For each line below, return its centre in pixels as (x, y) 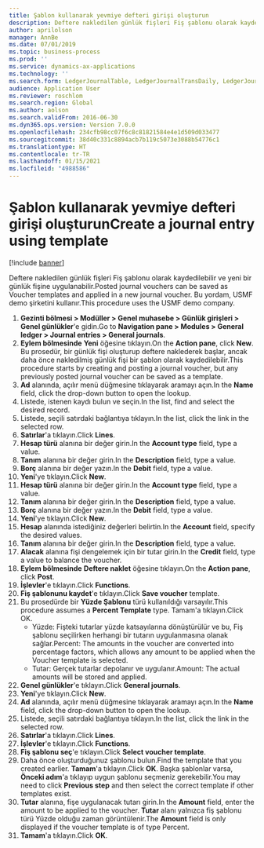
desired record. (45, 410)
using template (59, 241)
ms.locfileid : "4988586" (49, 169)
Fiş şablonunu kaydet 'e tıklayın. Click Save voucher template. (120, 593)
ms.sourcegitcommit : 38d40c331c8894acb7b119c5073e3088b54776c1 (114, 139)
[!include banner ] (37, 262)
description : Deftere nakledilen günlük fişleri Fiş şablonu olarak (123, 23)
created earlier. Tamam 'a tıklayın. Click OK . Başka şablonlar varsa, (127, 768)
